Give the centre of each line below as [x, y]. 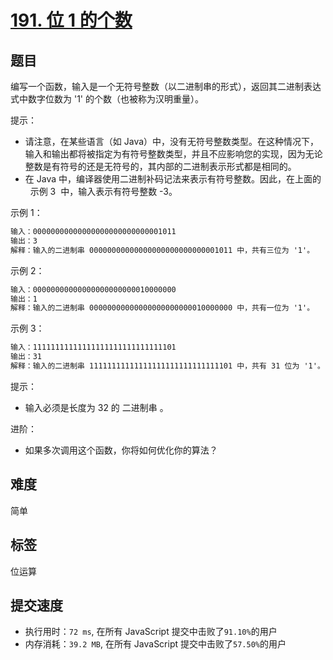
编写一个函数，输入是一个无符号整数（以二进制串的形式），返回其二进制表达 [166, 86]
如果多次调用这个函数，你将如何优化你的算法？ [121, 450]
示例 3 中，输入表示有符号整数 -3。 [103, 191]
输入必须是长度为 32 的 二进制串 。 [96, 407]
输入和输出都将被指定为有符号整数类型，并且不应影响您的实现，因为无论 [173, 154]
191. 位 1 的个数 [71, 20]
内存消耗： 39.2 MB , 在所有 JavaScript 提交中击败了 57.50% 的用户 [155, 644]
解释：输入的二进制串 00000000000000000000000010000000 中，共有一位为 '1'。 [162, 308]
